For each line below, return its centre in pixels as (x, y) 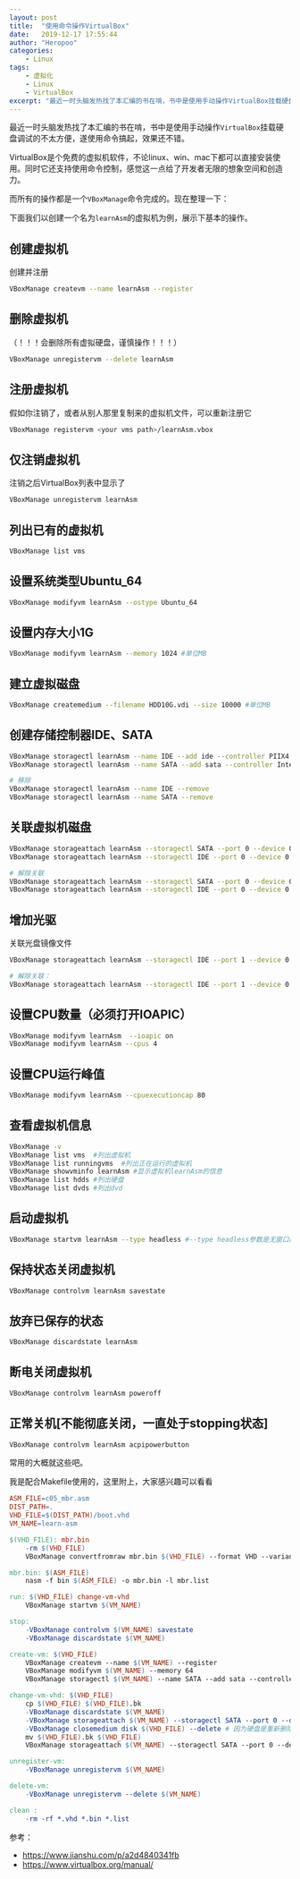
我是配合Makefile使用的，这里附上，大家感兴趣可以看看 (111, 1482)
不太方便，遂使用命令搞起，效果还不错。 (114, 139)
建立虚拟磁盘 (45, 684)
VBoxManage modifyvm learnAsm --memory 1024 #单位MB (108, 654)
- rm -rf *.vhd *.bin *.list (77, 1819)
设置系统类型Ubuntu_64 (76, 581)
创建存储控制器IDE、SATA (81, 735)
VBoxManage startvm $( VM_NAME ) (83, 1606)
